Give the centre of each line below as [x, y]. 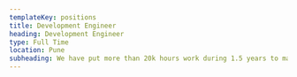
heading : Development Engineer [67, 34]
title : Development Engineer [63, 26]
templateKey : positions [53, 17]
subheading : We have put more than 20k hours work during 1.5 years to [144, 58]
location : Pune [37, 50]
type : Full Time [39, 42]
